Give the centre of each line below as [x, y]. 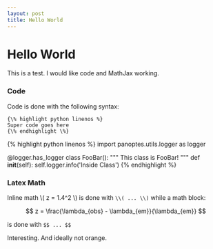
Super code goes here [38, 125]
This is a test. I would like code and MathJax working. [83, 73]
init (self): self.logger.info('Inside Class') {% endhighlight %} [92, 165]
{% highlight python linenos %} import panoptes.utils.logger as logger [106, 144]
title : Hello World [35, 20]
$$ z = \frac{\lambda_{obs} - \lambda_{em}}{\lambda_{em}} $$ [116, 211]
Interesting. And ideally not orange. [57, 238]
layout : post [26, 13]
